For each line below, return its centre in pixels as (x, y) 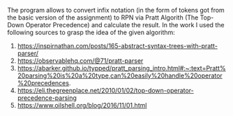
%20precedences (43, 83)
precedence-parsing (47, 98)
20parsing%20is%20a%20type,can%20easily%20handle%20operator (120, 75)
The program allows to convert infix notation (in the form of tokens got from (116, 10)
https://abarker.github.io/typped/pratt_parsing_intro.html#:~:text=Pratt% (121, 68)
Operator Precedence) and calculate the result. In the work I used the (125, 25)
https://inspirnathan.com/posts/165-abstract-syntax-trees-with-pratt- (118, 46)
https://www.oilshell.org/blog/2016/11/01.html (82, 105)
